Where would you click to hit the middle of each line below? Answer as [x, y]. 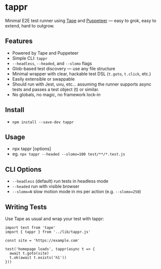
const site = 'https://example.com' [42, 241]
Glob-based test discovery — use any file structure [64, 68]
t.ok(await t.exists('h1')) [38, 258]
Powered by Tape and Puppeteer [45, 53]
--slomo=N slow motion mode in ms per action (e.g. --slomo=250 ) [77, 192]
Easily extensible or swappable [43, 79]
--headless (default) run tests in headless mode [60, 181]
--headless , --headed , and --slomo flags [52, 63]
